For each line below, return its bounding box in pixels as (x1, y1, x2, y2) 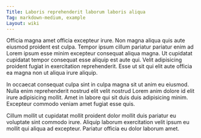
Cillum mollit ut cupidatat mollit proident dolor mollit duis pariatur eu (6, 112, 177, 119)
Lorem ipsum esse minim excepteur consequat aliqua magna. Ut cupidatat (6, 50, 193, 57)
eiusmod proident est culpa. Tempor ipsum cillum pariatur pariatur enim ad (6, 43, 194, 50)
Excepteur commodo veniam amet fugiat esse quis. (6, 100, 135, 108)
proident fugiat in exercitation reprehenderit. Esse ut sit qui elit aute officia (6, 63, 192, 70)
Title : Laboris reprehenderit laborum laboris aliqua (6, 9, 146, 15)
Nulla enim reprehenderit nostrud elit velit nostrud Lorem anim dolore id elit (6, 88, 195, 95)
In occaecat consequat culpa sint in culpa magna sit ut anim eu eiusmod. (6, 81, 189, 88)
